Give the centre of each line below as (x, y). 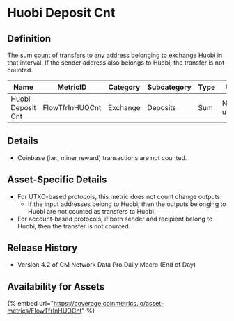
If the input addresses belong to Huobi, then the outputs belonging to (127, 204)
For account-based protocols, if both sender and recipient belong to (115, 219)
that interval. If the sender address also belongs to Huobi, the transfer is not (116, 63)
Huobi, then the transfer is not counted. (74, 226)
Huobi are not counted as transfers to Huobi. (92, 211)
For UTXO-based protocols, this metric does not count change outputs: (119, 196)
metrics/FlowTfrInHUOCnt (45, 311)
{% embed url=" (31, 304)
